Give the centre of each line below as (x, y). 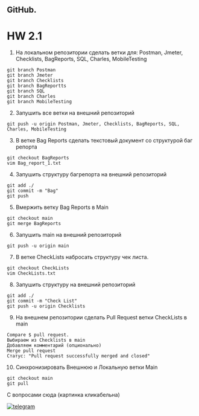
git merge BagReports (34, 224)
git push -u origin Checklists (46, 306)
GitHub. (22, 10)
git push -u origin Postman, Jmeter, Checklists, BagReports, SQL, (93, 124)
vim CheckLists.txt (31, 274)
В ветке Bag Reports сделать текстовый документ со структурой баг (104, 141)
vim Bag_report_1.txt (34, 163)
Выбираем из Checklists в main (46, 341)
